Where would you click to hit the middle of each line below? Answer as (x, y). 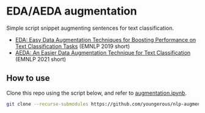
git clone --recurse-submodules (47, 104)
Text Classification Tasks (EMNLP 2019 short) (72, 46)
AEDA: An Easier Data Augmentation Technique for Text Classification (103, 52)
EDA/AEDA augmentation (72, 11)
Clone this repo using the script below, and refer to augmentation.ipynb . (97, 93)
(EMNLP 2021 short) (41, 59)
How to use (28, 78)
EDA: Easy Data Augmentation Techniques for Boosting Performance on (106, 39)
